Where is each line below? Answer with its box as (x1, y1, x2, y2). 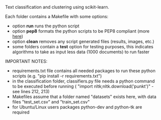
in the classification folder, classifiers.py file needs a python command (12, 78, 155, 84)
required (12, 109, 30, 115)
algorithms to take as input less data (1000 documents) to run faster (12, 49, 150, 55)
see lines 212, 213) (12, 89, 50, 94)
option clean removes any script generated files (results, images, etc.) (12, 39, 155, 44)
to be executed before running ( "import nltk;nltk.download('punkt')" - (12, 83, 154, 89)
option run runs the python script (12, 23, 80, 29)
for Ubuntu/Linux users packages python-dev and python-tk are (12, 104, 142, 110)
